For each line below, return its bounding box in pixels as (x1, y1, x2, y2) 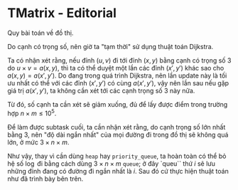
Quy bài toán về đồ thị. (7, 28, 74, 37)
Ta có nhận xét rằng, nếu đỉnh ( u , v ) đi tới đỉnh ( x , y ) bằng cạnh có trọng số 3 (7, 56, 232, 65)
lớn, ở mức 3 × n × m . (7, 137, 70, 147)
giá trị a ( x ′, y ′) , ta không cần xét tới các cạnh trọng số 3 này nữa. (7, 86, 195, 95)
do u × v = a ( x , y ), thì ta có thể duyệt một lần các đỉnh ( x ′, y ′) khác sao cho (7, 63, 225, 72)
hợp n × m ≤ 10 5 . (7, 107, 57, 117)
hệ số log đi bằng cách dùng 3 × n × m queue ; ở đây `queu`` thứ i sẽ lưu (7, 159, 215, 168)
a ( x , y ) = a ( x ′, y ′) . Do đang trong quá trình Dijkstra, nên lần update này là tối (7, 71, 227, 80)
